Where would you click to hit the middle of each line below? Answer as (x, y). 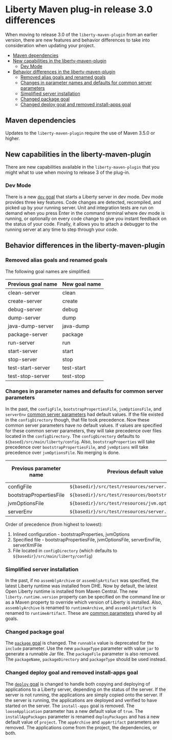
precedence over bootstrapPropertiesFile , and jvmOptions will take (77, 447)
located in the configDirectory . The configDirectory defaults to (72, 436)
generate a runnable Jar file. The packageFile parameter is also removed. (82, 654)
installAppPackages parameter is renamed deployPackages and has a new (82, 716)
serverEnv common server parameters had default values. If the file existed (84, 414)
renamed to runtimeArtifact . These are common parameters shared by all (84, 613)
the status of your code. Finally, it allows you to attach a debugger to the (82, 224)
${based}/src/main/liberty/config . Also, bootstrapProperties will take (80, 442)
